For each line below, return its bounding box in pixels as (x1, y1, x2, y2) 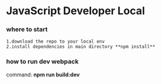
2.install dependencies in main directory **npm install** (6, 44, 156, 50)
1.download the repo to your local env (6, 38, 105, 45)
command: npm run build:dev (6, 71, 80, 78)
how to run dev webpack (6, 57, 79, 66)
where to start (6, 25, 48, 34)
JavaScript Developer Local (6, 4, 146, 18)
